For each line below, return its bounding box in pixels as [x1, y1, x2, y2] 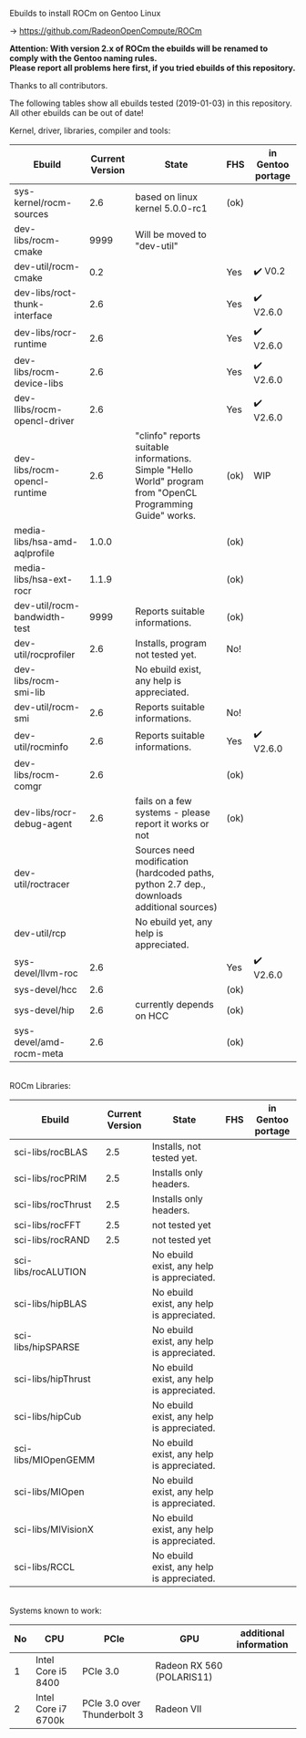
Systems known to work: [9, 1605, 102, 1616]
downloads [135, 889, 183, 902]
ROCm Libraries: [9, 1081, 71, 1091]
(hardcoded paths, [135, 866, 215, 879]
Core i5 [36, 1665, 67, 1677]
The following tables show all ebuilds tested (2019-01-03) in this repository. [9, 98, 293, 109]
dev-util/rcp [14, 927, 66, 939]
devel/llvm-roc [14, 967, 79, 979]
